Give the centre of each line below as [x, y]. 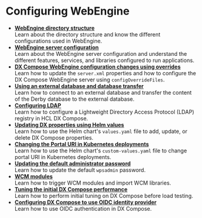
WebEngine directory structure [54, 28]
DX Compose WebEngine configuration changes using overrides [97, 66]
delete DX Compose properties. [54, 137]
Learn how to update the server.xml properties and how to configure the [105, 73]
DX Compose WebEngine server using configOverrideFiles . [89, 80]
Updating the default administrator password [72, 163]
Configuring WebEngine [68, 11]
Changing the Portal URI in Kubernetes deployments [82, 144]
